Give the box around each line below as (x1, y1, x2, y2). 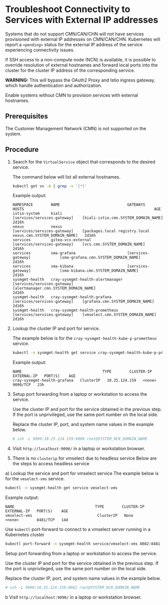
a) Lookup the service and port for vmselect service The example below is (5, 470, 159, 476)
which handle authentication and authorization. (5, 82, 102, 89)
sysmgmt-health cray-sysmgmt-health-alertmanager (12, 277, 123, 282)
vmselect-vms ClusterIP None (5, 513, 134, 518)
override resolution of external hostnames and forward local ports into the (5, 62, 158, 68)
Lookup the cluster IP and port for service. (12, 325, 100, 331)
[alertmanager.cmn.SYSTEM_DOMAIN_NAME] (12, 286, 96, 291)
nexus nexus (12, 224, 63, 229)
